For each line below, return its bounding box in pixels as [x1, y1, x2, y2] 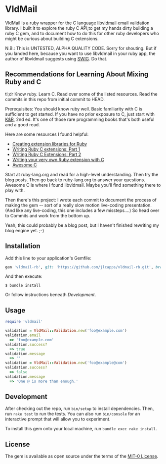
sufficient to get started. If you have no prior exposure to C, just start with [5, 111, 155, 117]
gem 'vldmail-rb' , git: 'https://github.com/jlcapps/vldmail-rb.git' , [5, 264, 154, 269]
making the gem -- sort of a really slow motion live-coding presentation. [5, 202, 152, 208]
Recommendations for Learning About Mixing [5, 70, 149, 79]
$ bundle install [5, 283, 41, 288]
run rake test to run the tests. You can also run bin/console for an [5, 411, 140, 417]
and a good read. [5, 121, 41, 127]
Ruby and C [5, 78, 41, 86]
